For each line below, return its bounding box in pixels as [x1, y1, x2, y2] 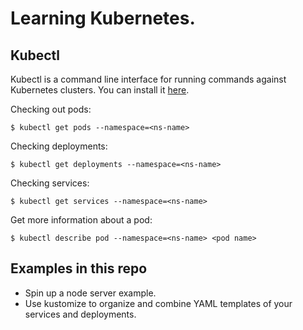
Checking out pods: [10, 103, 92, 115]
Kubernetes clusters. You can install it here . [10, 84, 190, 96]
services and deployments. [24, 308, 137, 320]
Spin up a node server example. [24, 287, 157, 299]
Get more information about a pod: [10, 214, 153, 226]
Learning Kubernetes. [10, 7, 196, 30]
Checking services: [10, 177, 90, 189]
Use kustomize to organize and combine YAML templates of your [24, 297, 293, 309]
